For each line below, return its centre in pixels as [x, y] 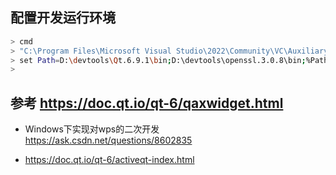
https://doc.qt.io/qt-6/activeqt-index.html [109, 160]
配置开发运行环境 [63, 18]
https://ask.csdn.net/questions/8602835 [108, 140]
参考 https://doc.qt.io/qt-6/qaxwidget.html [147, 103]
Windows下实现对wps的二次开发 [92, 129]
